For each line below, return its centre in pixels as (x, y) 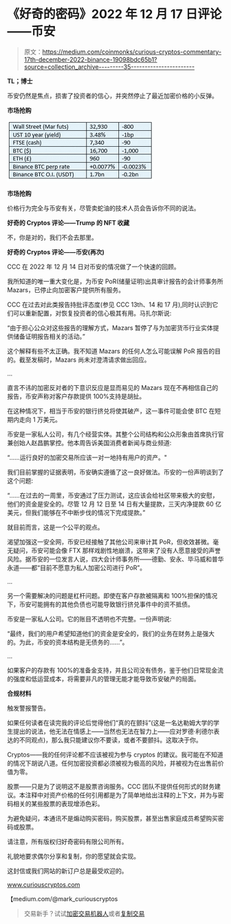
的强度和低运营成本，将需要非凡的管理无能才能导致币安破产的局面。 (103, 679)
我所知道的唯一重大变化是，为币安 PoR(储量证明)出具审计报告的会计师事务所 (115, 281)
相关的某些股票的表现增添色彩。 (58, 803)
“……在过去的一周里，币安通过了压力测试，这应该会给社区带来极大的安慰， (113, 495)
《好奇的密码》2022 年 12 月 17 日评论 (114, 14)
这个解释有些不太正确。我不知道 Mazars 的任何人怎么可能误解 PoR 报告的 (111, 351)
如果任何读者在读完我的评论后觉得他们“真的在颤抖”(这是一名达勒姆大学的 (110, 722)
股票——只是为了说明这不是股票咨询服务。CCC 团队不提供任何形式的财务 (111, 786)
